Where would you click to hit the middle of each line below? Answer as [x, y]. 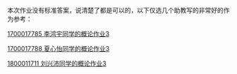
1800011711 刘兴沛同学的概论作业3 [57, 64]
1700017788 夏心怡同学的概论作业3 [59, 49]
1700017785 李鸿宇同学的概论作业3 [59, 34]
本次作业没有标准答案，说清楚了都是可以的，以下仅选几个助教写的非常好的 [115, 10]
